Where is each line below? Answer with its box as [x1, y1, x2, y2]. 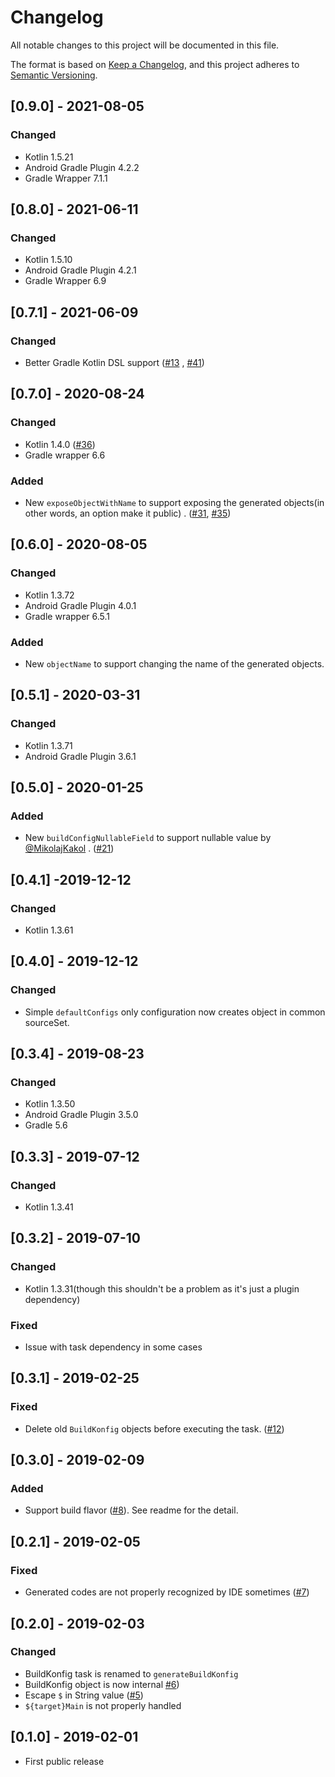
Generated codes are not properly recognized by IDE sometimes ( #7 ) [24, 1586, 310, 1598]
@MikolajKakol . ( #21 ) [24, 842, 115, 855]
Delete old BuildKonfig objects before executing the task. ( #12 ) [24, 1422, 285, 1435]
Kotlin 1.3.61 [24, 924, 74, 936]
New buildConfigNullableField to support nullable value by [24, 832, 272, 844]
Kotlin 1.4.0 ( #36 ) [24, 438, 96, 450]
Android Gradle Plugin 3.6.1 [24, 750, 137, 762]
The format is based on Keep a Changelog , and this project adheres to [10, 58, 300, 70]
